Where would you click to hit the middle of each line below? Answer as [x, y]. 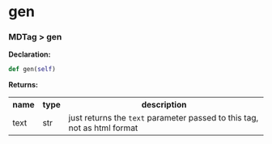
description [164, 105]
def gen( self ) [32, 70]
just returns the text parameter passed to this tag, [164, 118]
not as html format [103, 128]
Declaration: [30, 54]
